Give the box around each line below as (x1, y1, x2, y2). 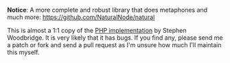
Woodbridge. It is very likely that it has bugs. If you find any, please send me (7, 34, 223, 42)
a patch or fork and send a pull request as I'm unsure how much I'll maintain (7, 41, 222, 49)
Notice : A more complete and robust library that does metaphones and (7, 6, 208, 14)
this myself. (7, 48, 40, 56)
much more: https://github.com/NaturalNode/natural (7, 13, 155, 21)
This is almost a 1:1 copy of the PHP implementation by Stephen (7, 27, 187, 34)
